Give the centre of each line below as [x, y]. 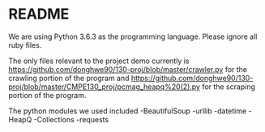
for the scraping [229, 87]
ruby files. [25, 45]
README [39, 14]
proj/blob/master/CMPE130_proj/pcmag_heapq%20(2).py [105, 87]
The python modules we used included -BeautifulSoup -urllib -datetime [128, 111]
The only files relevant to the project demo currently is [99, 61]
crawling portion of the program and [69, 78]
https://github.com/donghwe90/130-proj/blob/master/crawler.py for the [128, 69]
